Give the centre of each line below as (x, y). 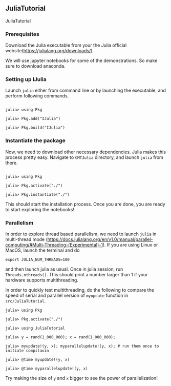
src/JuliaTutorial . (26, 301)
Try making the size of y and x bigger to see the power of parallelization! (81, 378)
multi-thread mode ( (26, 239)
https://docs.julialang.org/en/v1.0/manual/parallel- (100, 239)
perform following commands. (37, 96)
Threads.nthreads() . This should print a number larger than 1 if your (77, 275)
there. (12, 162)
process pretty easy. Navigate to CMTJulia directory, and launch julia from (84, 157)
